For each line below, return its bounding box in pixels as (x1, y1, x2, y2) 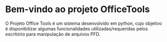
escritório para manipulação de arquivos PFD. (5, 31, 101, 37)
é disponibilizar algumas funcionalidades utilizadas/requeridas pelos (5, 25, 148, 31)
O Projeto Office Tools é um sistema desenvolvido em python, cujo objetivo (5, 20, 162, 26)
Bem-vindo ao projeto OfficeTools (5, 4, 150, 15)
